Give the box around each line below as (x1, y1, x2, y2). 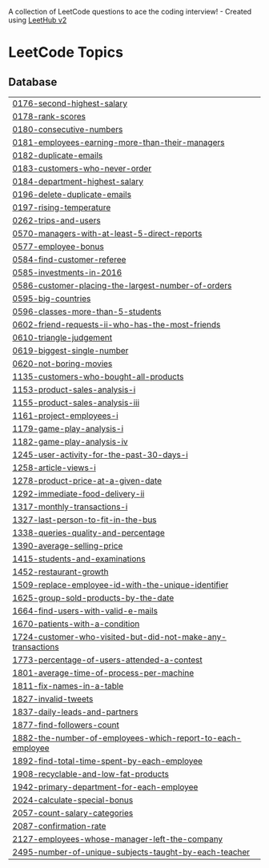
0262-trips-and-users (12, 215, 102, 226)
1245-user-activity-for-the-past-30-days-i (12, 449, 188, 460)
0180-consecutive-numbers (12, 124, 123, 135)
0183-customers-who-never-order (12, 163, 152, 174)
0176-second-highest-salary (12, 98, 128, 109)
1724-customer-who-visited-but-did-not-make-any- (12, 632, 227, 642)
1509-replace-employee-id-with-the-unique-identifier (12, 580, 229, 590)
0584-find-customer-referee (12, 254, 126, 265)
